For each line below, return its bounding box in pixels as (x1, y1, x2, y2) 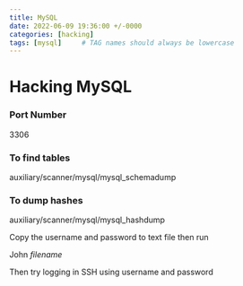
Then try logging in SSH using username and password (9, 266, 213, 278)
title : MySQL (9, 13, 58, 22)
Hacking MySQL (9, 77, 133, 97)
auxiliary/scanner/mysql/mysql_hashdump (9, 214, 166, 225)
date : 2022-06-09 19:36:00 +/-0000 (9, 22, 143, 30)
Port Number (9, 108, 67, 121)
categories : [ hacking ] (9, 30, 94, 39)
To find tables (9, 152, 71, 164)
